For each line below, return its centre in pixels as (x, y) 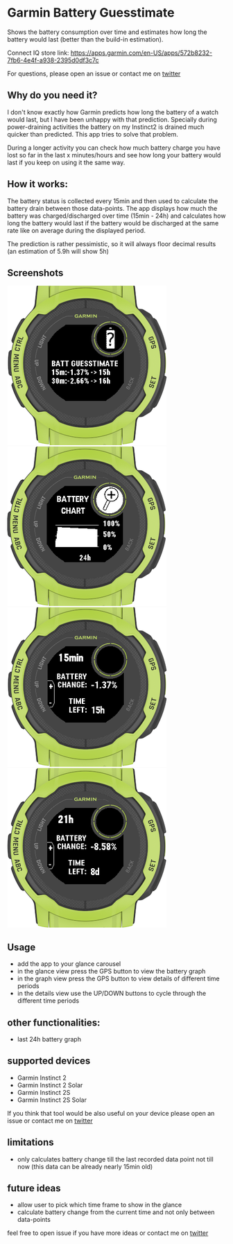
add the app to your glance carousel (69, 964)
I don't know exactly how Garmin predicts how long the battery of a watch (113, 112)
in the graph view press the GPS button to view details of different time (118, 978)
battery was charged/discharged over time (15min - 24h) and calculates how (116, 216)
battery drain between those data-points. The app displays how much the (112, 208)
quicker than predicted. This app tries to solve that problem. (93, 134)
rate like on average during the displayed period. (76, 230)
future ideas (34, 1188)
